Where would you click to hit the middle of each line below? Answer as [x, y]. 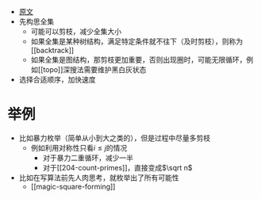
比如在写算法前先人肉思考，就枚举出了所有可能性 [99, 178]
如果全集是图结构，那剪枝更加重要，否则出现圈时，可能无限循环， [138, 59]
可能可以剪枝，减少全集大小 [76, 31]
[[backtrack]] [52, 50]
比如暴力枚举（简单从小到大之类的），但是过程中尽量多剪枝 [115, 138]
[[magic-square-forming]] [73, 186]
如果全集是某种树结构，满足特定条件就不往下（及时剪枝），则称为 [137, 41]
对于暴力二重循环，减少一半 [88, 158]
